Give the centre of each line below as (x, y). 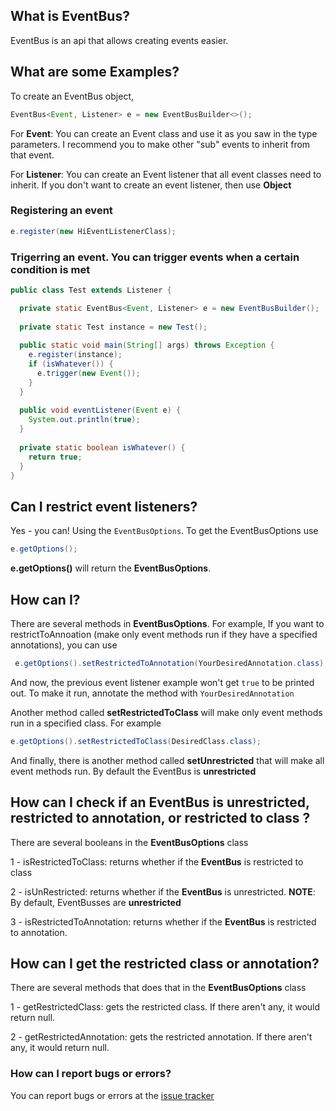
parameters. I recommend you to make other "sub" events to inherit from (160, 144)
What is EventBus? (70, 16)
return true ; (55, 457)
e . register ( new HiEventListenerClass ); (93, 231)
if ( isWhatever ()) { (71, 364)
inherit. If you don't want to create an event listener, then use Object (151, 185)
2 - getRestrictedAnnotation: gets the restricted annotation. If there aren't (161, 1037)
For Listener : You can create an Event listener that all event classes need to (166, 174)
